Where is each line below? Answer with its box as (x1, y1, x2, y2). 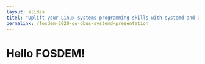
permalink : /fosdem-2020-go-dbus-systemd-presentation (6, 20, 149, 26)
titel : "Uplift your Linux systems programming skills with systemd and (6, 15, 195, 21)
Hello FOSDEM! (6, 46, 85, 60)
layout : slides (6, 9, 45, 15)
